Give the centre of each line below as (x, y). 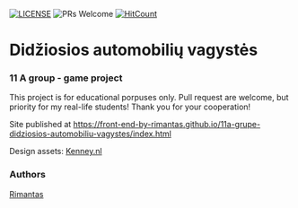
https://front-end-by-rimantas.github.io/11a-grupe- (167, 125)
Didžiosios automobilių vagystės (134, 50)
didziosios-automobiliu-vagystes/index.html (91, 134)
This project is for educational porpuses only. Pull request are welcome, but (149, 98)
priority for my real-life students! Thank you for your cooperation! (130, 107)
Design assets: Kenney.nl (56, 152)
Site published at (40, 125)
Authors (28, 175)
